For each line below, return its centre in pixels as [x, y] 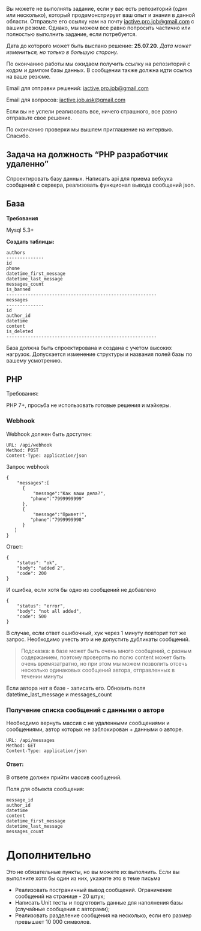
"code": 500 [32, 616]
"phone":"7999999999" [57, 499]
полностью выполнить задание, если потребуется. [72, 34]
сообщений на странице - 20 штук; [60, 896]
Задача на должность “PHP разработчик [87, 155]
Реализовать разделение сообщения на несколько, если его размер [103, 915]
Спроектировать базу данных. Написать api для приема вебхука [89, 178]
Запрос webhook [28, 466]
